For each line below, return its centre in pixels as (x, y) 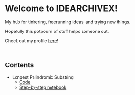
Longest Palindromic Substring (43, 77)
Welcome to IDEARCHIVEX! (61, 8)
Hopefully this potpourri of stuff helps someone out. (57, 31)
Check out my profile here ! (32, 40)
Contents (19, 65)
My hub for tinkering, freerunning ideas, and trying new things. (68, 22)
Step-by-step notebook (43, 87)
